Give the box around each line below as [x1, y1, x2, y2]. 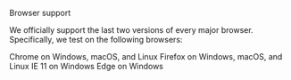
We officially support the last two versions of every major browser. [9, 25, 254, 35]
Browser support [9, 8, 71, 18]
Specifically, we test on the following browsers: [9, 35, 183, 44]
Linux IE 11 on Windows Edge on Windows [9, 61, 163, 71]
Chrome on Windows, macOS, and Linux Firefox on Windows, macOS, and [9, 52, 283, 61]
